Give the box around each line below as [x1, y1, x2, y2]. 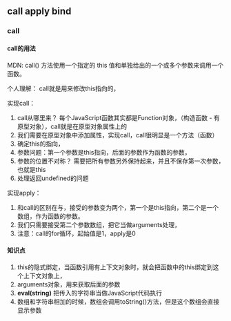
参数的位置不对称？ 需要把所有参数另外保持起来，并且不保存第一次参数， [17, 157, 225, 165]
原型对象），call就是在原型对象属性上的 [17, 122, 128, 130]
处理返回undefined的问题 [17, 174, 89, 182]
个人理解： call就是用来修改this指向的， [7, 84, 120, 93]
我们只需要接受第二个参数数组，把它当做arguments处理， [17, 220, 181, 228]
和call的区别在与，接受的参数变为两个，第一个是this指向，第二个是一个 [17, 203, 219, 211]
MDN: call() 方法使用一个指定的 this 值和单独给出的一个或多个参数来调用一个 [7, 61, 224, 69]
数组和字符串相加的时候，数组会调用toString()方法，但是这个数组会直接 [17, 297, 220, 306]
